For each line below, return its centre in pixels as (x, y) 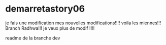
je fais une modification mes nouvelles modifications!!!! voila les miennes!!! (83, 23)
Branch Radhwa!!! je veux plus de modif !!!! (50, 28)
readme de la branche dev (33, 38)
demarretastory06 (45, 9)
